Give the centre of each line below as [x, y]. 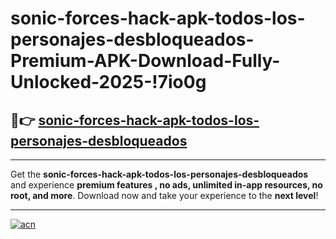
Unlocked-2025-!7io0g [108, 82]
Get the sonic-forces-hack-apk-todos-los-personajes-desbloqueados [159, 174]
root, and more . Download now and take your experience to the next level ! [164, 195]
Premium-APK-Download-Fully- [145, 61]
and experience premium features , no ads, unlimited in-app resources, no [166, 185]
